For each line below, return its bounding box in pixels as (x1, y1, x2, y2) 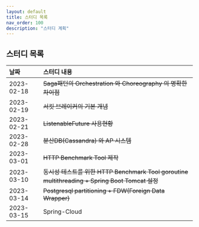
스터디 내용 (43, 68, 72, 76)
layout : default (6, 8, 46, 15)
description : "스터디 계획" (6, 25, 69, 31)
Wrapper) (43, 194, 70, 203)
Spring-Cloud (43, 207, 82, 216)
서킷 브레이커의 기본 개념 (43, 102, 108, 111)
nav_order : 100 (6, 20, 44, 26)
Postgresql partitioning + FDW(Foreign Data (43, 187, 165, 195)
